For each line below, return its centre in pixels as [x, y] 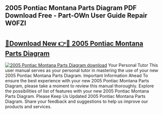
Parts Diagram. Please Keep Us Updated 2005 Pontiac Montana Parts [75, 96]
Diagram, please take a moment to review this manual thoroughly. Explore [80, 86]
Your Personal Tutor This [133, 65]
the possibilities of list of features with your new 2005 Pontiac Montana [77, 91]
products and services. [28, 106]
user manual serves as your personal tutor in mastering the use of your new [82, 70]
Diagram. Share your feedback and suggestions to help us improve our [77, 101]
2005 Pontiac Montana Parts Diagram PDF [71, 8]
